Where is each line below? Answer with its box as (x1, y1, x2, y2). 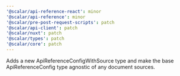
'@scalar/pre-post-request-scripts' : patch (6, 19, 115, 25)
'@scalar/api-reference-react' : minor (6, 8, 102, 15)
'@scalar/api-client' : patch (6, 25, 78, 31)
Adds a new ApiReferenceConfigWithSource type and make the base (6, 57, 174, 64)
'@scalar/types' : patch (6, 36, 65, 42)
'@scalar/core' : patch (6, 42, 62, 47)
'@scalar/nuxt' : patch (6, 30, 62, 36)
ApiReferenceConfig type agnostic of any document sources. (6, 63, 155, 70)
